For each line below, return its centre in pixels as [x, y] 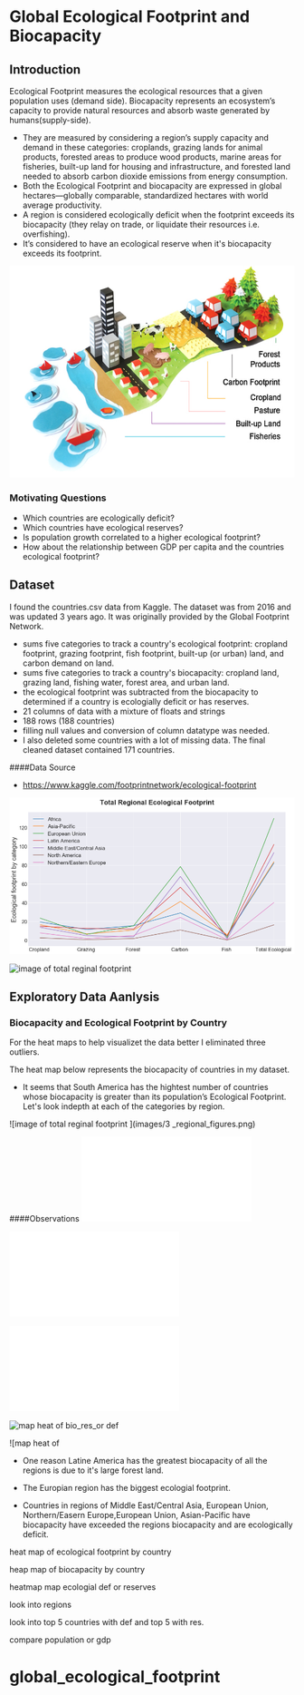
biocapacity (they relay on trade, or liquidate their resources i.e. [141, 224]
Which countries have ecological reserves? [103, 527]
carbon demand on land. [68, 663]
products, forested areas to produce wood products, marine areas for [152, 157]
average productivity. [62, 205]
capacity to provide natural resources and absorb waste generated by [139, 110]
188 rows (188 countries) [68, 721]
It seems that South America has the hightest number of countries [145, 1087]
